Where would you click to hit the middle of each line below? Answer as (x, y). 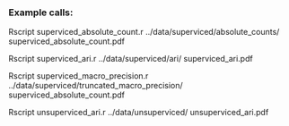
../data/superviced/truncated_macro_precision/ (96, 86)
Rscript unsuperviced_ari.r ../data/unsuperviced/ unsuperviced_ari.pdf (139, 113)
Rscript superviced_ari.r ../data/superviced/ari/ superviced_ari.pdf (131, 59)
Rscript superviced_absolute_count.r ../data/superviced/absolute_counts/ (144, 32)
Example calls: (41, 13)
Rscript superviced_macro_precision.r (79, 76)
